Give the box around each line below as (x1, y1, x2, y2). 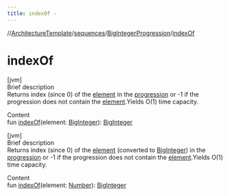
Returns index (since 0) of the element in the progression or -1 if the (7, 90, 199, 98)
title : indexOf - (7, 10, 57, 17)
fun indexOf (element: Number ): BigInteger (7, 181, 127, 189)
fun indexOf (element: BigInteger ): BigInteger (7, 118, 133, 126)
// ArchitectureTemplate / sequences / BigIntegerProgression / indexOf (7, 29, 195, 37)
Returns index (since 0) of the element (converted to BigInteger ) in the (7, 145, 206, 154)
